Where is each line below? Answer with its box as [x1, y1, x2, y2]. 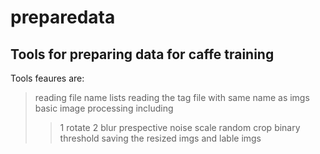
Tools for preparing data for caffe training [10, 46, 275, 63]
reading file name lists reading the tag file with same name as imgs [34, 92, 310, 103]
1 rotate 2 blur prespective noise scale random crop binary [59, 122, 301, 133]
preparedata [10, 6, 116, 29]
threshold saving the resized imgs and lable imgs [59, 132, 262, 144]
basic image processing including [34, 102, 174, 114]
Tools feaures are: [10, 72, 85, 84]
